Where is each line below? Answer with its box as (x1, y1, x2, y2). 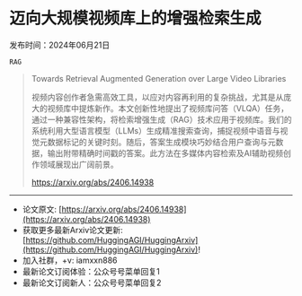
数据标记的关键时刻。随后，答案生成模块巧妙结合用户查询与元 (47, 136, 276, 147)
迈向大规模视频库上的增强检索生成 (9, 8, 262, 29)
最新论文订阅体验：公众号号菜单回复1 (22, 266, 160, 276)
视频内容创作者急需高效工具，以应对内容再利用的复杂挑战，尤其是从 (31, 91, 284, 102)
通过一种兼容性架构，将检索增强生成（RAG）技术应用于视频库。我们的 (31, 114, 292, 125)
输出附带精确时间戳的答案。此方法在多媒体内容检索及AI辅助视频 (47, 147, 284, 158)
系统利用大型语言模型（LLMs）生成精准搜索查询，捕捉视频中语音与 (31, 125, 280, 135)
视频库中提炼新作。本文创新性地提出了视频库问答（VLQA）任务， (47, 102, 289, 113)
